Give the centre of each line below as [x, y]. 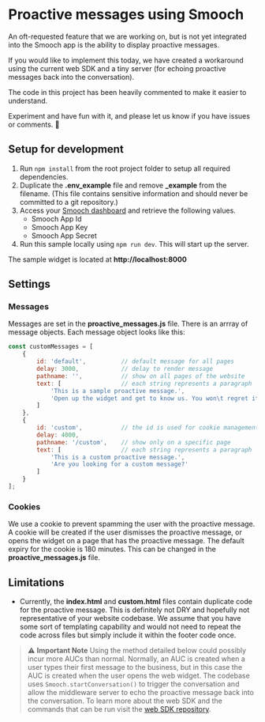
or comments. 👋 [34, 124]
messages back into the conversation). [71, 77]
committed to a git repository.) [69, 202]
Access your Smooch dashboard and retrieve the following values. [128, 210]
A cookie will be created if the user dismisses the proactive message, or [125, 532]
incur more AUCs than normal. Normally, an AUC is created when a [136, 659]
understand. [28, 100]
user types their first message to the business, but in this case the [135, 667]
